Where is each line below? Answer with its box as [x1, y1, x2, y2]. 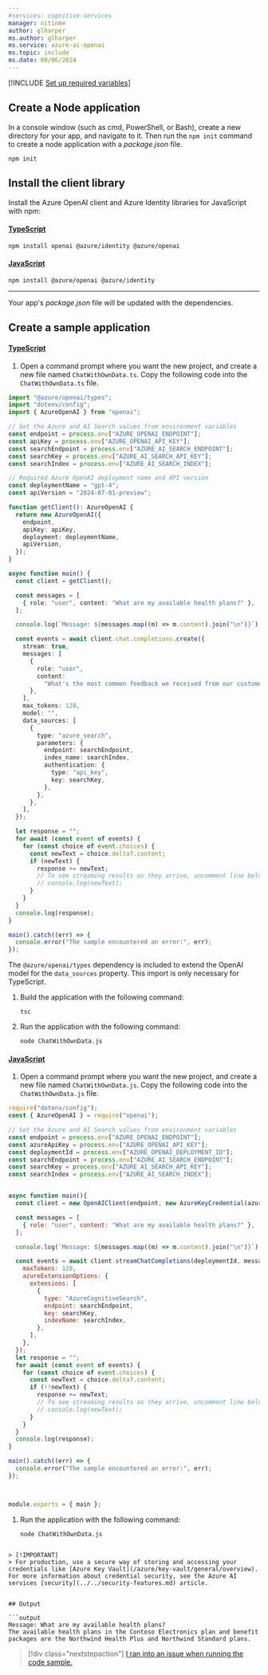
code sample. [27, 1657, 73, 1667]
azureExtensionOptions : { [22, 1272, 109, 1280]
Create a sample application [8, 321, 151, 335]
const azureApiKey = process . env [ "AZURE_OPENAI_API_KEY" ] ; [8, 1141, 209, 1149]
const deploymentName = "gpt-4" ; [8, 482, 120, 490]
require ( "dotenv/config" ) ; [8, 1104, 98, 1113]
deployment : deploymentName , [22, 533, 120, 541]
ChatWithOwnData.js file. [19, 1089, 99, 1098]
